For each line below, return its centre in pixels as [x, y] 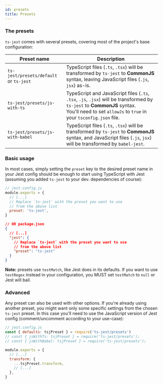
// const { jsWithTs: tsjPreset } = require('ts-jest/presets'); [72, 337]
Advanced [17, 293]
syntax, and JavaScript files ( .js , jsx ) [109, 138]
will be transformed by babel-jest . [105, 144]
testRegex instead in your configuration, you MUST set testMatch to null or [80, 275]
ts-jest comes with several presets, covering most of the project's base [77, 41]
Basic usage [20, 158]
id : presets [17, 9]
